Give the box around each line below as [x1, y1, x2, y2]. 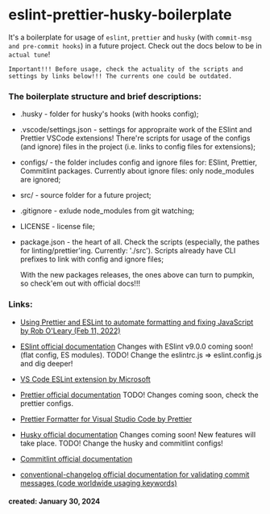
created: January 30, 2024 [8, 496, 101, 506]
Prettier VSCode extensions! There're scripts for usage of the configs [19, 133, 251, 143]
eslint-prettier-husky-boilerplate [8, 6, 232, 24]
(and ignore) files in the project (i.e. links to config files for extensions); [19, 142, 256, 152]
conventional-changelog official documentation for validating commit [19, 470, 250, 479]
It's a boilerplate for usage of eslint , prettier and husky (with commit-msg [8, 32, 252, 42]
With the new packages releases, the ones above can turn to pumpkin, [19, 270, 255, 280]
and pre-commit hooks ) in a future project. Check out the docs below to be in [8, 40, 262, 50]
